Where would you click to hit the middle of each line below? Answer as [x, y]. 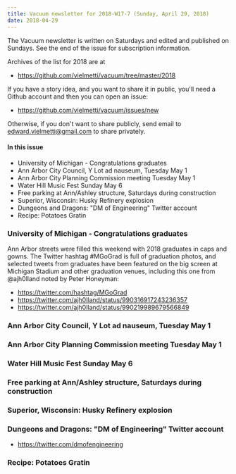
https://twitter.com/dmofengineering [70, 444]
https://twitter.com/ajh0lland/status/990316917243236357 [103, 300]
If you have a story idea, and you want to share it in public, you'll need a [112, 89]
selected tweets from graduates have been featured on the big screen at [113, 264]
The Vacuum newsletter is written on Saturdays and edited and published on [118, 40]
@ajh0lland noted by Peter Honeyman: [63, 279]
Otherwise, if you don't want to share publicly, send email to [94, 123]
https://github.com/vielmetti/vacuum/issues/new [88, 110]
